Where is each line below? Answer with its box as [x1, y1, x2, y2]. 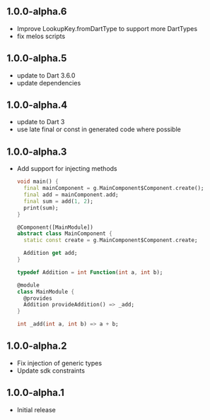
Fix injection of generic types [16, 359, 103, 367]
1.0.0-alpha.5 [6, 52, 67, 64]
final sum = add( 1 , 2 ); [23, 198, 93, 205]
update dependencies [16, 78, 81, 87]
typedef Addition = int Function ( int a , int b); [16, 268, 163, 276]
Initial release [16, 405, 56, 414]
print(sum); [23, 204, 59, 211]
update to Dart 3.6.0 [16, 71, 76, 80]
